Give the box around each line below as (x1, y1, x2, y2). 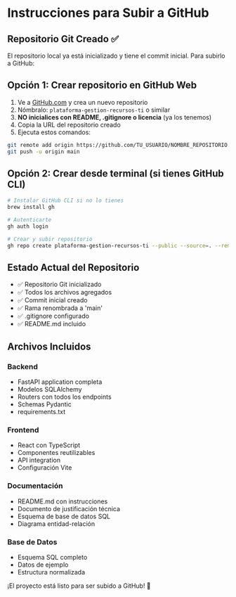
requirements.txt (17, 408, 66, 416)
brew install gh (7, 204, 55, 211)
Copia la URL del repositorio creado (17, 120, 121, 129)
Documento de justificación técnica (17, 504, 121, 513)
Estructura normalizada (17, 568, 86, 577)
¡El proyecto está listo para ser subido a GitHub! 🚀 (7, 582, 151, 590)
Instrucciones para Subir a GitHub (7, 5, 209, 21)
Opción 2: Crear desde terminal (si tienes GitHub (7, 167, 225, 179)
